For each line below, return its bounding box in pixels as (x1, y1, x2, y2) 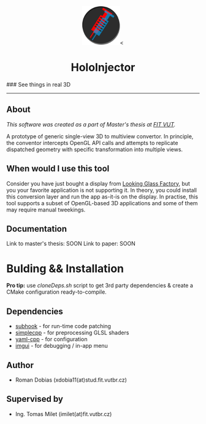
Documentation (6, 224, 67, 234)
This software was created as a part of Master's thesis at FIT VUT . (6, 120, 176, 128)
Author (6, 359, 34, 371)
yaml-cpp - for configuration (15, 336, 88, 343)
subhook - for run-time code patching (15, 323, 112, 330)
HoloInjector (71, 61, 135, 74)
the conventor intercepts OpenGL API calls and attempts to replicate (6, 139, 178, 146)
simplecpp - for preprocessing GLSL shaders (15, 329, 129, 337)
